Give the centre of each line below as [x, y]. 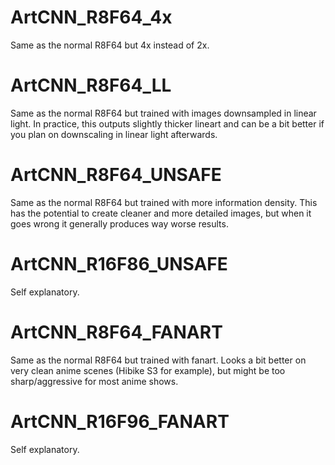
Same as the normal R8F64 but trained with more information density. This [164, 202]
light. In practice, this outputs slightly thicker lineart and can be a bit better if [167, 123]
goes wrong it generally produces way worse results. [119, 223]
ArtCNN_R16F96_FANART [120, 421]
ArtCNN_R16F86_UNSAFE [119, 264]
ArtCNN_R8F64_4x [91, 17]
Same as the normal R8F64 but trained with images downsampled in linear [163, 113]
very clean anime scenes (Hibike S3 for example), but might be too [148, 370]
